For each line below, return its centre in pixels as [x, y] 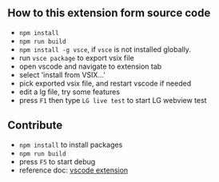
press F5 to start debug [57, 161]
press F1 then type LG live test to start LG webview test [113, 100]
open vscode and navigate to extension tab [90, 66]
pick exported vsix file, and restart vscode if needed [105, 83]
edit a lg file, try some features [70, 92]
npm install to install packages [71, 144]
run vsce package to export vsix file [76, 57]
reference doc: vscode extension [74, 170]
